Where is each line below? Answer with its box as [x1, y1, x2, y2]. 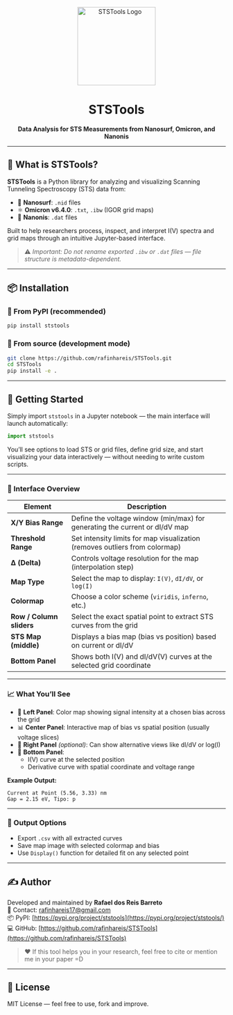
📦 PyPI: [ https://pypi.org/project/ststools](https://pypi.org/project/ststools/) [7, 913, 225, 922]
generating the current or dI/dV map [71, 522, 189, 532]
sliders [10, 621, 34, 630]
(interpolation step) [71, 562, 134, 572]
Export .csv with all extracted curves [17, 833, 123, 842]
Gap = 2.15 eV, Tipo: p [7, 795, 76, 803]
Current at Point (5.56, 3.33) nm [7, 790, 107, 797]
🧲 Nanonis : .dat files [17, 213, 78, 221]
